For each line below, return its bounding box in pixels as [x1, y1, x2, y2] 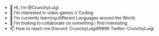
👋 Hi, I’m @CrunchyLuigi [9, 5, 59, 10]
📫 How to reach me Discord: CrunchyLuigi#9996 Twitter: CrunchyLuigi [9, 26, 154, 31]
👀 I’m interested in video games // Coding [9, 10, 93, 16]
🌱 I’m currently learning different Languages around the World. [9, 15, 136, 20]
